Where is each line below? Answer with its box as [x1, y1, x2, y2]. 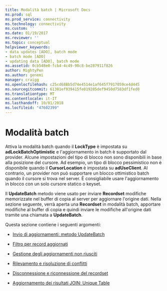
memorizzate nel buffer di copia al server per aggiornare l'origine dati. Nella [5, 196, 161, 202]
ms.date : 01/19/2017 [5, 31, 48, 36]
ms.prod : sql [5, 12, 32, 17]
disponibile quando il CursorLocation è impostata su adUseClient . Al [5, 165, 148, 171]
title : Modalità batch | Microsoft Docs [5, 7, 91, 13]
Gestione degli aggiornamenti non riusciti [12, 250, 97, 256]
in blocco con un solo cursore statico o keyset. [5, 181, 101, 187]
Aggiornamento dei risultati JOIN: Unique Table [12, 279, 110, 286]
